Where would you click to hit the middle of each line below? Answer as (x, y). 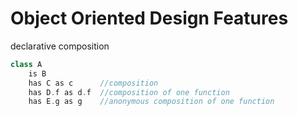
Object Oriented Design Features (149, 18)
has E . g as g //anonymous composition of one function (151, 102)
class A (26, 64)
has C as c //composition (93, 83)
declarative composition (60, 46)
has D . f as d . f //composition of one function (129, 92)
